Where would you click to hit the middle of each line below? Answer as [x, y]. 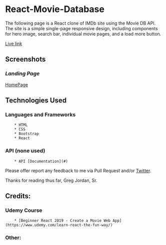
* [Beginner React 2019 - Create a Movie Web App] [68, 221]
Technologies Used [36, 101]
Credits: [18, 196]
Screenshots [25, 59]
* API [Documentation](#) [41, 161]
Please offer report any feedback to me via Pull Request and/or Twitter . [78, 170]
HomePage [17, 84]
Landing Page [22, 74]
